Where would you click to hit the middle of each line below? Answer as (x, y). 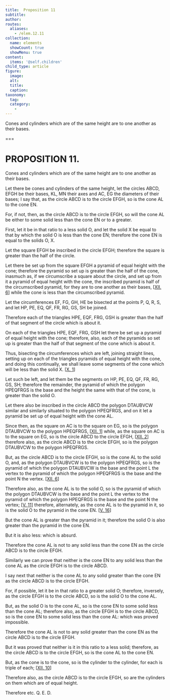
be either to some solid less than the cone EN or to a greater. (69, 220)
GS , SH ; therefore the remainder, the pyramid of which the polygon (75, 384)
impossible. (17, 622)
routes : (13, 24)
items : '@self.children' (36, 62)
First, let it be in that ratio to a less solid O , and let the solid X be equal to (81, 229)
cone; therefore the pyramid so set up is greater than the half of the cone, (82, 271)
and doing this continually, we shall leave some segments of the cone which (85, 364)
